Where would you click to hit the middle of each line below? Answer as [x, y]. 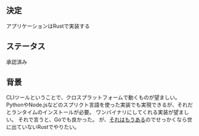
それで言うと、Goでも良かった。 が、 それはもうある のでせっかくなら [102, 119]
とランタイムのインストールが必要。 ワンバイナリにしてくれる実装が [90, 112]
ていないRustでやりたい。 [48, 127]
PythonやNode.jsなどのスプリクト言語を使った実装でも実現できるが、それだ [99, 105]
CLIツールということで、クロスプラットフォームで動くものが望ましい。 [93, 98]
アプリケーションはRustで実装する [48, 26]
